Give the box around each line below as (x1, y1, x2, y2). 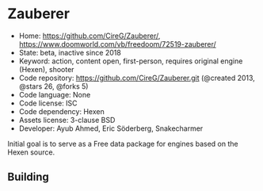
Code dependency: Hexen (18, 106, 105, 116)
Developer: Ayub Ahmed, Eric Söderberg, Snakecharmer (18, 124, 204, 133)
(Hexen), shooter (18, 64, 74, 74)
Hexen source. (7, 147, 55, 157)
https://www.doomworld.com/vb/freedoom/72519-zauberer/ (18, 39, 217, 48)
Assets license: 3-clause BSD (18, 115, 116, 124)
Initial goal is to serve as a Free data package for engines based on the (7, 139, 238, 148)
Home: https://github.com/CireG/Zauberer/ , (18, 31, 161, 40)
